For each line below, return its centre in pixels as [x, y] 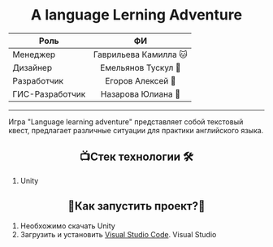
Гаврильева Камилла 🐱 [141, 54]
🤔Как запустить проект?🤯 [136, 206]
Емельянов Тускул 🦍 [141, 67]
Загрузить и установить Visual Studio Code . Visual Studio [118, 234]
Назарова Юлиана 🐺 [141, 93]
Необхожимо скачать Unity [67, 226]
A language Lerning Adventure [136, 15]
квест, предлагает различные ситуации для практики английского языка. [136, 130]
